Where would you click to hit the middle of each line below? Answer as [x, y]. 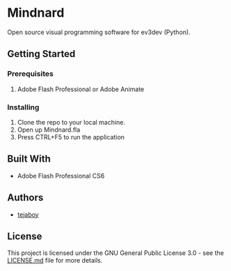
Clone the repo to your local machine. [71, 122]
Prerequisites [30, 74]
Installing [23, 107]
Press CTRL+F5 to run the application [71, 137]
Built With [29, 159]
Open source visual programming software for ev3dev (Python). [99, 32]
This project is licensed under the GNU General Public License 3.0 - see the [115, 253]
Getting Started [41, 54]
